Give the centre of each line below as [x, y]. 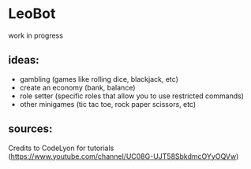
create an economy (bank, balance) [77, 87]
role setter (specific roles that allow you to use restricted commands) [132, 96]
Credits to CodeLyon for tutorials [61, 148]
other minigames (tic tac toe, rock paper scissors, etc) [108, 104]
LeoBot [32, 14]
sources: [30, 129]
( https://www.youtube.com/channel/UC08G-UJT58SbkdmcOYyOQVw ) [124, 156]
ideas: [24, 60]
